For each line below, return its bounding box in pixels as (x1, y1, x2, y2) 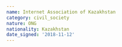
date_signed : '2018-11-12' (6, 32, 75, 38)
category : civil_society (6, 15, 70, 21)
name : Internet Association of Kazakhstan (6, 9, 116, 15)
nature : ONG (6, 20, 37, 26)
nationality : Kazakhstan (6, 26, 70, 32)
